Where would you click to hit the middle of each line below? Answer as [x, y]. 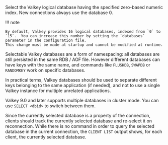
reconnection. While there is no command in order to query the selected [80, 126]
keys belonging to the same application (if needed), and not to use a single [82, 85]
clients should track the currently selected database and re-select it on [79, 121]
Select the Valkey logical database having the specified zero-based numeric [84, 7]
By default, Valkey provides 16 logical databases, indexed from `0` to [83, 32]
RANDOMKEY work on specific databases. [45, 70]
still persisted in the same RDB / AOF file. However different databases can [82, 59]
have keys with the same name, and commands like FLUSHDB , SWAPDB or [78, 65]
